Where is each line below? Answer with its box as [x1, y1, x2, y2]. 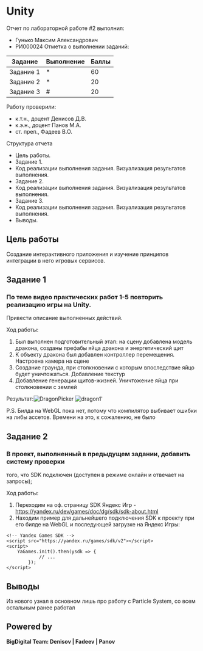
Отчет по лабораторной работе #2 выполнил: [6, 24, 125, 32]
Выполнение [46, 57, 85, 65]
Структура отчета [6, 139, 53, 147]
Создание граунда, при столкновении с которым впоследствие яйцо [15, 364, 195, 371]
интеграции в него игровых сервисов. [6, 256, 105, 264]
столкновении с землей [15, 384, 77, 391]
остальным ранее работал [6, 603, 75, 611]
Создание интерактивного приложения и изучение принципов [6, 250, 169, 258]
